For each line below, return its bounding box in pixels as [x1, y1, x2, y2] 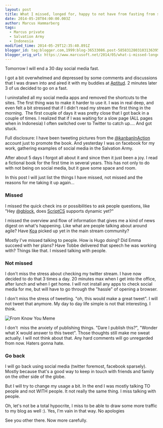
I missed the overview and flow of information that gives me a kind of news [5, 217, 155, 223]
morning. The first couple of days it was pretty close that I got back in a [5, 110, 149, 116]
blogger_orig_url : [5, 52, 42, 57]
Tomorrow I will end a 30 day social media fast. [5, 66, 99, 71]
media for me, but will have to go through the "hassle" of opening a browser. [5, 286, 158, 292]
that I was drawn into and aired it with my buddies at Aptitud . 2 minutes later [5, 80, 158, 86]
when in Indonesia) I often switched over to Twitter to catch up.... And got [5, 120, 152, 126]
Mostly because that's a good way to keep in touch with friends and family [5, 369, 154, 375]
